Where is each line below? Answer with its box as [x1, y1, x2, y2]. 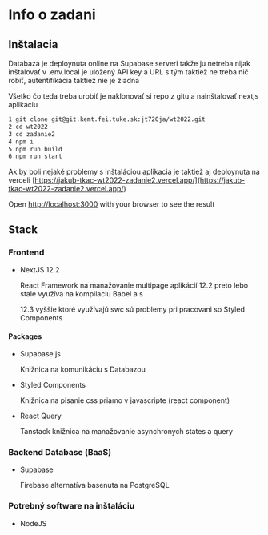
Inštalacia [8, 38, 58, 51]
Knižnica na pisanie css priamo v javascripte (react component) [19, 396, 230, 405]
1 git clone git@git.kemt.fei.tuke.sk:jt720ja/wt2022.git [8, 115, 206, 123]
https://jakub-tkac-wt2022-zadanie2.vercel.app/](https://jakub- [34, 175, 246, 185]
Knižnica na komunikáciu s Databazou [19, 364, 146, 374]
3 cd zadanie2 [8, 130, 56, 138]
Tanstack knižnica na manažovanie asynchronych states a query [19, 427, 234, 436]
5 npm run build [8, 145, 62, 153]
